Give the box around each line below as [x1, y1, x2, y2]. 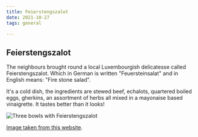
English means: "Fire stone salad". [6, 76, 91, 84]
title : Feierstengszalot [6, 8, 69, 15]
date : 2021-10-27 [6, 14, 50, 20]
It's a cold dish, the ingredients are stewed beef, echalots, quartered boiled [6, 88, 193, 95]
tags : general [6, 20, 42, 26]
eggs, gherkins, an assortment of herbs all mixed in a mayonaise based [6, 94, 183, 102]
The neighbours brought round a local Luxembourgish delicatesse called [6, 64, 187, 71]
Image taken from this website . [6, 124, 83, 131]
